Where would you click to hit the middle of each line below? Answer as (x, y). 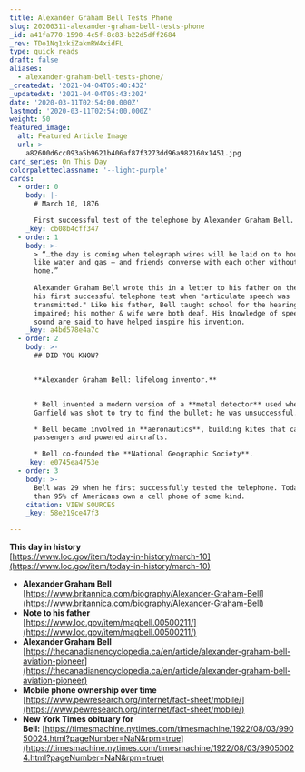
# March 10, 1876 (66, 204)
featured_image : (40, 128)
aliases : (26, 69)
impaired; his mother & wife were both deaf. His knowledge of (156, 313)
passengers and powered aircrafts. (101, 437)
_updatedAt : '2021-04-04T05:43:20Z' (79, 94)
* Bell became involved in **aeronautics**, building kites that (159, 429)
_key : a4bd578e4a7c (63, 330)
